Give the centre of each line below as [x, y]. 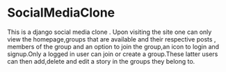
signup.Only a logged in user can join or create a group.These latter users [113, 54]
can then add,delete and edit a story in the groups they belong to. [101, 61]
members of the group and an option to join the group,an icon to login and [113, 46]
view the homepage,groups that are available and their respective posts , [112, 39]
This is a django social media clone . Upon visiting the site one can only [110, 32]
